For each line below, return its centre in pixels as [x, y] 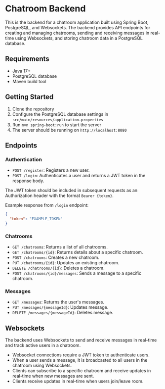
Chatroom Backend [45, 9]
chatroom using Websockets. [42, 365]
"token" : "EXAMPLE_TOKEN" [36, 219]
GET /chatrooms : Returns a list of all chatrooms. [60, 247]
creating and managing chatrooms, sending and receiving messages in [77, 33]
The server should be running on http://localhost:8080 [69, 130]
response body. [28, 181]
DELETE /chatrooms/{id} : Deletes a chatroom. [58, 268]
